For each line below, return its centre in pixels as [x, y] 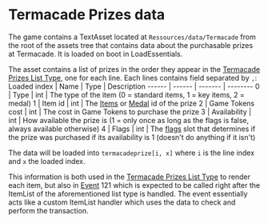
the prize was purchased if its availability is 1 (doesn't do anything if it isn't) [132, 137]
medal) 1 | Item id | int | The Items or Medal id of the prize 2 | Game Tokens [131, 103]
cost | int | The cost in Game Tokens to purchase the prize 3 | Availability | [130, 111]
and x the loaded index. [47, 161]
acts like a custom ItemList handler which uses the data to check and [122, 202]
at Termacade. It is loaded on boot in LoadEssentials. [96, 54]
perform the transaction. [48, 210]
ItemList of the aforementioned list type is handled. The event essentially [128, 193]
